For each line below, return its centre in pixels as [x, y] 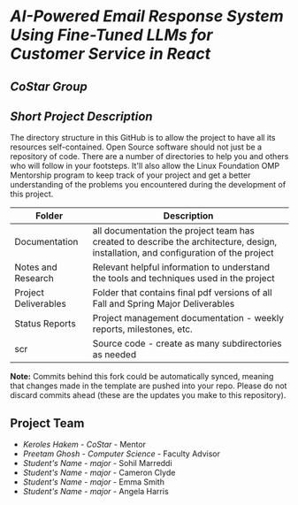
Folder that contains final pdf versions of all [182, 293]
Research [34, 279]
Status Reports [45, 324]
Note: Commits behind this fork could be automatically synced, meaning [142, 377]
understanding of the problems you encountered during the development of [148, 185]
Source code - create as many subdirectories [187, 344]
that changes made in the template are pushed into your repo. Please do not [149, 386]
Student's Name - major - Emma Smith [93, 482]
